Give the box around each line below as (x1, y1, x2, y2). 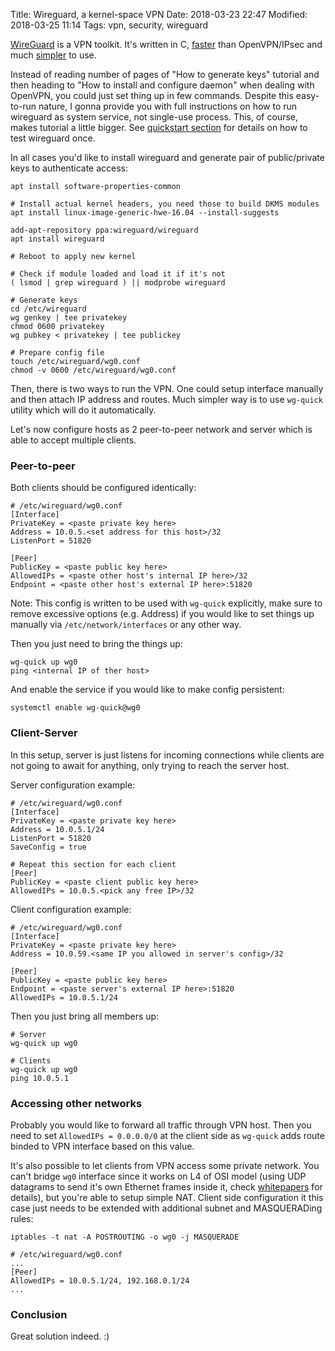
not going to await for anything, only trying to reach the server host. (10, 759, 290, 771)
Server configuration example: (10, 779, 136, 791)
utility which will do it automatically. (10, 404, 157, 416)
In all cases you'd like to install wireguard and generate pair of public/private (10, 152, 325, 163)
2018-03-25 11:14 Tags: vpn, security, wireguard (10, 19, 209, 31)
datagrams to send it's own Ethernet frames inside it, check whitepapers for (10, 1180, 323, 1193)
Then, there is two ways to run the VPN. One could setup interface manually (10, 383, 324, 394)
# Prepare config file (10, 348, 105, 358)
